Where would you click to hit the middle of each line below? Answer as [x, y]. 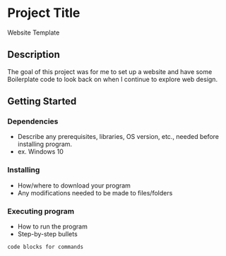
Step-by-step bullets [47, 234]
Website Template [34, 32]
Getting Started [42, 101]
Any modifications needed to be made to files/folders [95, 193]
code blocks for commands [45, 247]
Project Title [44, 13]
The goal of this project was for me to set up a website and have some [110, 71]
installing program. [45, 144]
